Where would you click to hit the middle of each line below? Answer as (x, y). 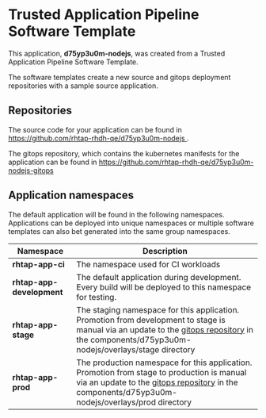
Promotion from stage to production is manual (161, 372)
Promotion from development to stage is (151, 320)
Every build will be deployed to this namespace (164, 287)
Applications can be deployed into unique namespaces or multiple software (131, 223)
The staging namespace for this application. (158, 309)
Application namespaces (71, 196)
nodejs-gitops (31, 170)
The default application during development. (159, 277)
